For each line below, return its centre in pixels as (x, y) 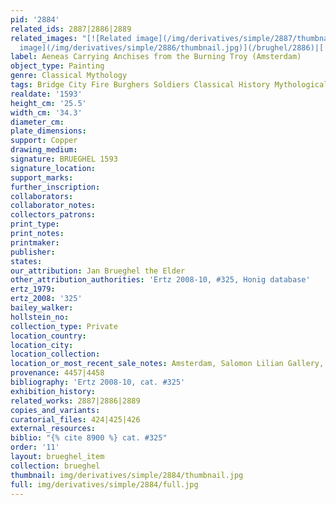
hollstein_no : (40, 317)
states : (26, 261)
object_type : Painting (57, 66)
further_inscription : (55, 187)
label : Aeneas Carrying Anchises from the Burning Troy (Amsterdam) (156, 57)
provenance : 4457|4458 (57, 373)
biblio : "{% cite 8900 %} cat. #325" (89, 438)
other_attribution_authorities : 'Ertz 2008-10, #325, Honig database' (160, 280)
